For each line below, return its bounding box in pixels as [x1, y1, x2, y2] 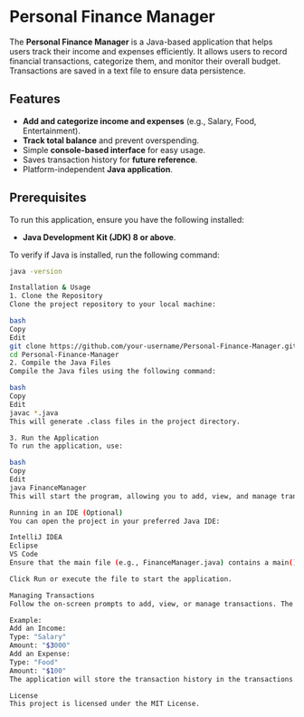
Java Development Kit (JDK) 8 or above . [22, 231, 176, 242]
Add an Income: [9, 624, 67, 634]
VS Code [9, 550, 39, 559]
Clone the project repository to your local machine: [9, 300, 217, 309]
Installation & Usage [9, 283, 91, 292]
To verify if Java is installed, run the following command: [9, 249, 220, 260]
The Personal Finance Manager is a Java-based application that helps [9, 36, 273, 47]
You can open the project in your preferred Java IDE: [9, 517, 221, 526]
